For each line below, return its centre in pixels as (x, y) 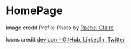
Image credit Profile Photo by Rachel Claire (60, 28)
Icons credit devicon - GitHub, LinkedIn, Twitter (65, 39)
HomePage (34, 11)
